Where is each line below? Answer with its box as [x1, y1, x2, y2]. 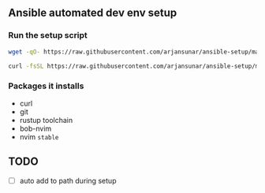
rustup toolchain [19, 115, 73, 124]
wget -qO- [8, 47, 41, 56]
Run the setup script [8, 30, 88, 41]
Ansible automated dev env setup [8, 6, 177, 20]
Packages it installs [8, 80, 84, 91]
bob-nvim [19, 124, 52, 133]
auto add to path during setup [19, 176, 117, 185]
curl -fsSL [8, 62, 44, 70]
